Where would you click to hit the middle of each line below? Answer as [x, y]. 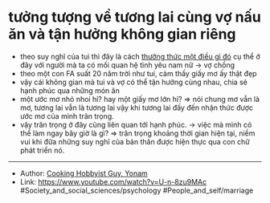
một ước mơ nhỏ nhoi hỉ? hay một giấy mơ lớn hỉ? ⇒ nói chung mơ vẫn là [139, 99]
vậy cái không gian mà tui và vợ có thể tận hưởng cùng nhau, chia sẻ [133, 82]
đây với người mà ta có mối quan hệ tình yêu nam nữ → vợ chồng [127, 65]
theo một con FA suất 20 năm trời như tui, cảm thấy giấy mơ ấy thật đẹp [138, 73]
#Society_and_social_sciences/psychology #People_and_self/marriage [137, 190]
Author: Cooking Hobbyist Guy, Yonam [84, 173]
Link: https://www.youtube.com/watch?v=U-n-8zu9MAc [113, 181]
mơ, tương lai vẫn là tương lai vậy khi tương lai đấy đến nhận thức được [137, 108]
